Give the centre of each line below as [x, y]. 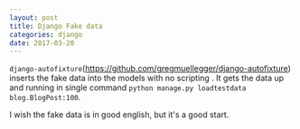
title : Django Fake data [56, 26]
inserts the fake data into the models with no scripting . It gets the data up [147, 78]
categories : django [46, 34]
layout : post [34, 18]
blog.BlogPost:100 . [45, 97]
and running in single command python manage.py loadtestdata [128, 88]
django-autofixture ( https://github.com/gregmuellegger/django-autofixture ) [150, 69]
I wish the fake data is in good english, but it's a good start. [119, 115]
